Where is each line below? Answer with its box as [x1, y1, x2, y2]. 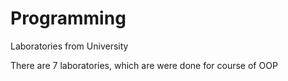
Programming [10, 7, 127, 30]
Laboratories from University [10, 40, 129, 52]
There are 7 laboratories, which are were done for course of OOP [10, 59, 278, 71]
